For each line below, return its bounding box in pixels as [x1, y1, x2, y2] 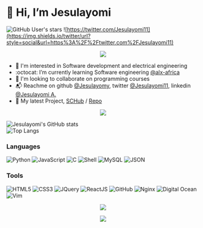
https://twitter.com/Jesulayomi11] [67, 26, 150, 33]
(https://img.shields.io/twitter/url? [6, 32, 91, 39]
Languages [6, 142, 41, 150]
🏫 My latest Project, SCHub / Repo [15, 97, 102, 105]
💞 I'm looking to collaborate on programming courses [15, 75, 150, 82]
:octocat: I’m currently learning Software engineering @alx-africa [15, 68, 180, 76]
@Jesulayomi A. [15, 90, 56, 98]
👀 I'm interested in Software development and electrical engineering [15, 62, 188, 69]
